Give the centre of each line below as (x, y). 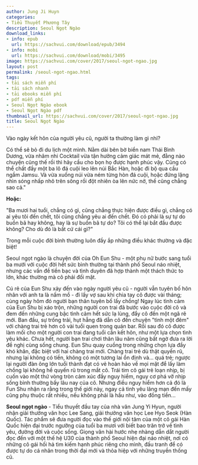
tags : (13, 77)
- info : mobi (22, 50)
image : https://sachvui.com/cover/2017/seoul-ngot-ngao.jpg (82, 61)
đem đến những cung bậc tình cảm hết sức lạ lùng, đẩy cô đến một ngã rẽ (96, 314)
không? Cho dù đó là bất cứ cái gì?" (50, 229)
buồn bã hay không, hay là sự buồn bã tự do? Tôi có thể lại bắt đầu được (94, 223)
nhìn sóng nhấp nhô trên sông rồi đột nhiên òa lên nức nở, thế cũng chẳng (97, 181)
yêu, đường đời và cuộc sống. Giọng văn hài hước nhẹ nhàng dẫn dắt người (98, 432)
